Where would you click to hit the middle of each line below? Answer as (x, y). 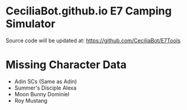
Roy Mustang (31, 100)
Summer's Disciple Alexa (45, 88)
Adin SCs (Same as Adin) (46, 81)
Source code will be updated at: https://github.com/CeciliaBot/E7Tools (93, 40)
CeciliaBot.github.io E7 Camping (89, 11)
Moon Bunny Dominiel (42, 94)
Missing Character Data (66, 65)
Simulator (30, 24)
